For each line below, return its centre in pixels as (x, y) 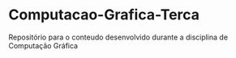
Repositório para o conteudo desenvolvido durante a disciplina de (118, 37)
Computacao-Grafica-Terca (104, 15)
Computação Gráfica (43, 45)
